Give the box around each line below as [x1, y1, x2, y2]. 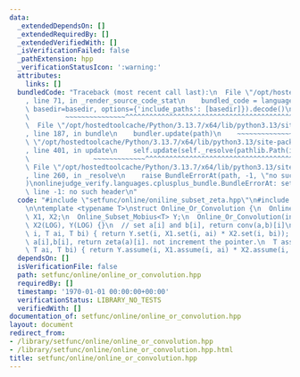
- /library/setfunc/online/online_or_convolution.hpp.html [9, 345, 234, 354]
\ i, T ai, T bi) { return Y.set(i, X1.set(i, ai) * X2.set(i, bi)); [25, 229, 290, 238]
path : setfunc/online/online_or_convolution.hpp [17, 271, 202, 280]
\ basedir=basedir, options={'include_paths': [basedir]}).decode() [25, 105, 286, 113]
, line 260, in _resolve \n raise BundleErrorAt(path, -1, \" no [25, 171, 278, 180]
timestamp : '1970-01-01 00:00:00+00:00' [17, 287, 170, 296]
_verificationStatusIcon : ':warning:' [17, 63, 162, 72]
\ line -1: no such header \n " [25, 188, 138, 197]
